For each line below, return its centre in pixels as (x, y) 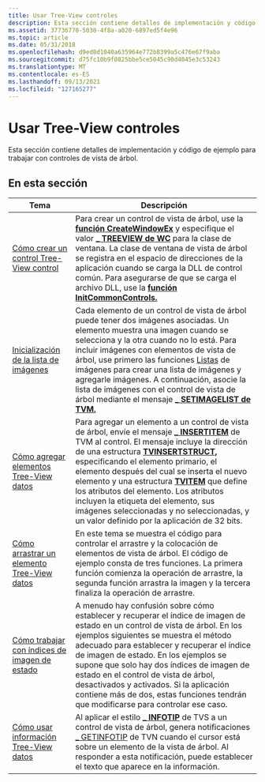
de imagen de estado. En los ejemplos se (151, 655)
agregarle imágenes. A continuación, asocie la (160, 380)
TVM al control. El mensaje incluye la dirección (161, 442)
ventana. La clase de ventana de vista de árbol (161, 248)
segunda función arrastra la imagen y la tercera (162, 583)
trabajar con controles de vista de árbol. (73, 158)
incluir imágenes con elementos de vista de (155, 350)
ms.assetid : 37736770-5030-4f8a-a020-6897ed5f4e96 (93, 30)
